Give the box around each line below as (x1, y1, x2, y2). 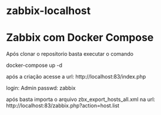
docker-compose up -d (6, 62, 63, 69)
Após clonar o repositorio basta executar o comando (6, 50, 134, 58)
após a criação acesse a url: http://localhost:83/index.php (6, 73, 146, 80)
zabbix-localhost (6, 4, 91, 18)
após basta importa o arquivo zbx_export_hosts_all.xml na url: (6, 96, 156, 103)
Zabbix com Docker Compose (6, 31, 154, 45)
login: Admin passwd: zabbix (6, 84, 76, 92)
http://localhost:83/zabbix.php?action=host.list (6, 102, 119, 109)
